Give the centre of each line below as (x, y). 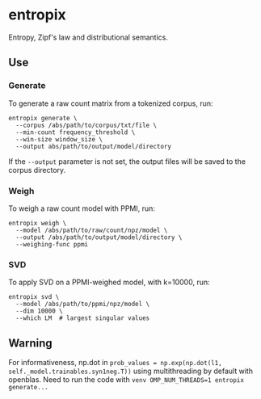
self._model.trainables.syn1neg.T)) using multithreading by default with (130, 371)
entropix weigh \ (38, 223)
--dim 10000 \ (39, 311)
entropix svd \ (34, 297)
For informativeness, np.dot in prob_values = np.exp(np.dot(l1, (115, 363)
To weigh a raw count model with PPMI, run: (82, 208)
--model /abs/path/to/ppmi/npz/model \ (83, 304)
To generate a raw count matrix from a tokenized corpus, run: (111, 103)
